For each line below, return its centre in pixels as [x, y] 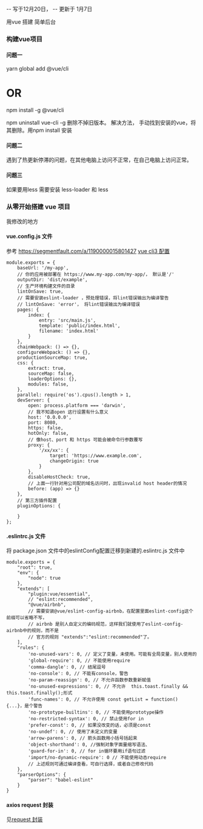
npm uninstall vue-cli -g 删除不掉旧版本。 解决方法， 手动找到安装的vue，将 [101, 123]
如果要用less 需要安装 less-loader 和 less [57, 190]
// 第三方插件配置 [37, 501]
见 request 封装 [25, 819]
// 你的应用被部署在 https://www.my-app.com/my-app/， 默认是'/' [96, 274]
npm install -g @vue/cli [35, 110]
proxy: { [39, 445]
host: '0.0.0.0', [50, 417]
